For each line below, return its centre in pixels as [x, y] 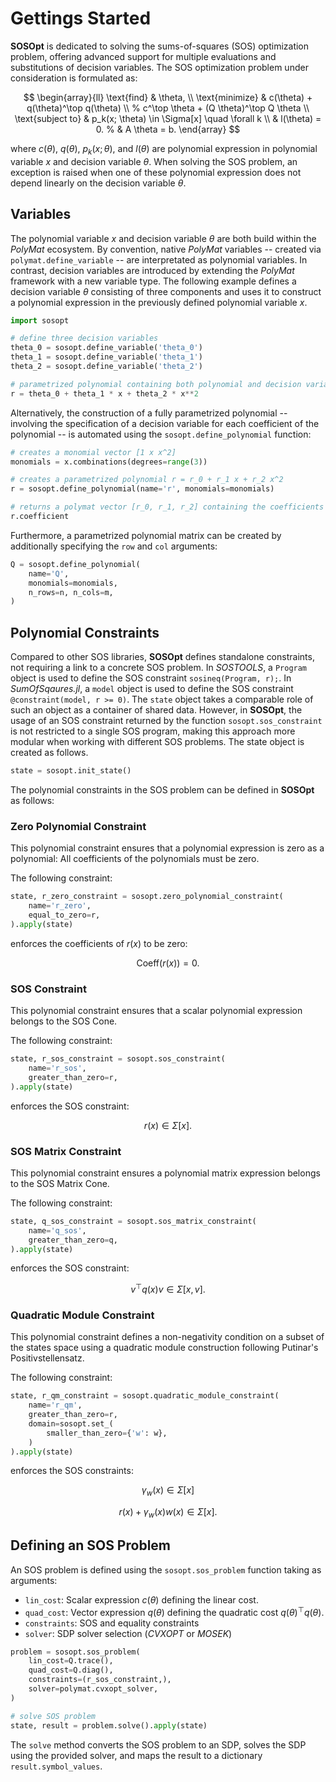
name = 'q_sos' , [57, 1230]
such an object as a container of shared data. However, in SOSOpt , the [156, 710]
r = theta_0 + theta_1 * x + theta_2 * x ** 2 [104, 393]
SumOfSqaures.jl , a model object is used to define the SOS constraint [152, 689]
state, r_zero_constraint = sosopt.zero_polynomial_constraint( [147, 897]
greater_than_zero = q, [73, 1240]
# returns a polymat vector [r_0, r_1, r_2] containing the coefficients [167, 507]
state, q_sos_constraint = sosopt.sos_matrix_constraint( [133, 1221]
